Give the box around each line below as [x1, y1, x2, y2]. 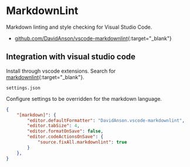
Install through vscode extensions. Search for [6, 67, 116, 74]
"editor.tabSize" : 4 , [27, 123, 80, 129]
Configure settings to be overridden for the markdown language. [6, 95, 162, 102]
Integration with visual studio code [6, 52, 136, 62]
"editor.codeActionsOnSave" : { [27, 134, 104, 140]
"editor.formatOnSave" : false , [27, 128, 104, 134]
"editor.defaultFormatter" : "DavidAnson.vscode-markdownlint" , [27, 117, 185, 124]
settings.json [6, 85, 41, 91]
